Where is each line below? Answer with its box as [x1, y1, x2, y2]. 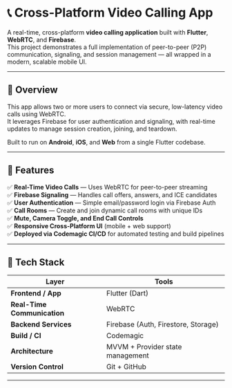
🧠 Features [7, 165, 55, 176]
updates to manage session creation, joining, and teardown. [7, 124, 177, 133]
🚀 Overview [7, 84, 58, 96]
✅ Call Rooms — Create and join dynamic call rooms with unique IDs [7, 206, 203, 214]
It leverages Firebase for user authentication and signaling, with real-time [7, 117, 215, 125]
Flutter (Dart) [106, 288, 148, 298]
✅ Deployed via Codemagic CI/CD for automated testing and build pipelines [7, 230, 224, 238]
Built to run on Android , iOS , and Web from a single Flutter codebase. [7, 138, 206, 146]
